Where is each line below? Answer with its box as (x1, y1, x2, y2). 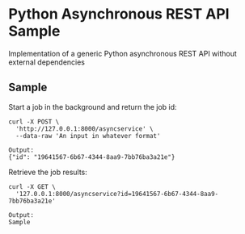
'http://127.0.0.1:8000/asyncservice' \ (15, 124, 154, 133)
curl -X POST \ (8, 118, 60, 126)
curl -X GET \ (8, 182, 57, 190)
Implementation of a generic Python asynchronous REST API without (8, 48, 237, 58)
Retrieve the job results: (8, 167, 87, 177)
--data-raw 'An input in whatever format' (15, 132, 161, 140)
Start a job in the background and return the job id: (8, 102, 177, 111)
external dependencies (8, 57, 86, 67)
